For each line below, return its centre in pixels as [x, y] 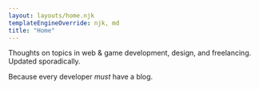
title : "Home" [32, 30]
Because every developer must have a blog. [81, 77]
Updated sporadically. [45, 61]
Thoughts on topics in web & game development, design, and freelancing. [130, 53]
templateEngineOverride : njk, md [64, 23]
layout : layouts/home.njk [51, 15]
